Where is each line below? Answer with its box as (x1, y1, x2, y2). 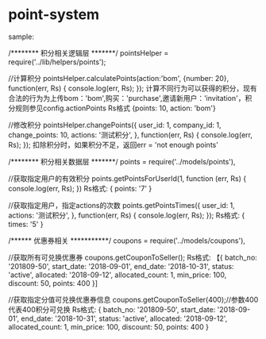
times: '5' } (8, 219, 44, 229)
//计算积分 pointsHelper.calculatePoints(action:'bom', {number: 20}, (8, 73, 229, 83)
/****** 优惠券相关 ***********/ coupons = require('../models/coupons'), (8, 236, 246, 245)
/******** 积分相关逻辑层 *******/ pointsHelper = (8, 48, 169, 57)
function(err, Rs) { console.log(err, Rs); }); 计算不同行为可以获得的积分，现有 (8, 83, 257, 93)
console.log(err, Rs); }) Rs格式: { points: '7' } (8, 183, 152, 193)
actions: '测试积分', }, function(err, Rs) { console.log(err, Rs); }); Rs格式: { (8, 210, 245, 220)
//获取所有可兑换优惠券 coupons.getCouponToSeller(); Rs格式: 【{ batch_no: (8, 252, 258, 262)
